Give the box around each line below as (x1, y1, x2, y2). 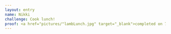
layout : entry (5, 7, 35, 12)
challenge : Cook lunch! (5, 16, 56, 21)
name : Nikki (5, 12, 30, 17)
